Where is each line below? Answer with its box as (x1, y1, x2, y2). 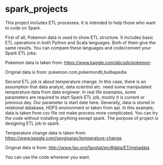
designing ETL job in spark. (5, 120, 60, 126)
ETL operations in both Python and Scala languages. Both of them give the (5, 39, 156, 45)
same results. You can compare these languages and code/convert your (5, 45, 151, 51)
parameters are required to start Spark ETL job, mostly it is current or (5, 94, 145, 100)
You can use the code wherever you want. (5, 154, 91, 160)
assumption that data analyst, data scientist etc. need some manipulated (5, 83, 152, 89)
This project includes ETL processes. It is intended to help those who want (5, 20, 156, 26)
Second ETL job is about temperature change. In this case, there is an (5, 79, 146, 84)
